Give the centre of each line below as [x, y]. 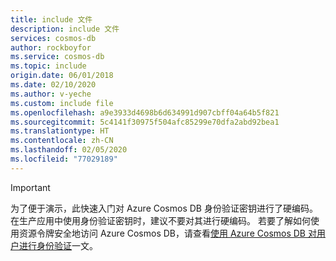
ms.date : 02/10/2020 [53, 85]
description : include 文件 [65, 29]
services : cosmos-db [53, 38]
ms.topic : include [48, 66]
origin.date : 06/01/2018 [62, 76]
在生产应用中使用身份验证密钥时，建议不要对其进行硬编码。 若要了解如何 [160, 220]
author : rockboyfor [51, 47]
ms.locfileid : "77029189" [64, 159]
